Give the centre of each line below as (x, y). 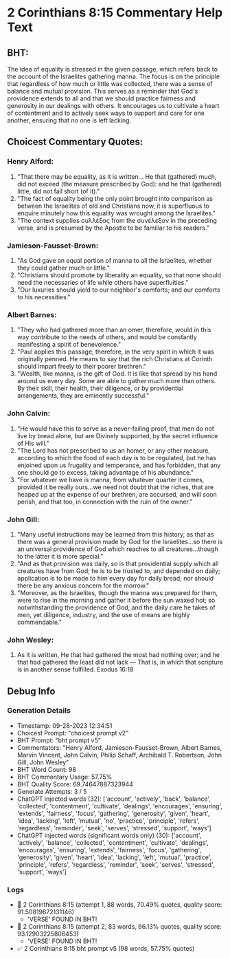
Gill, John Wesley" (43, 762)
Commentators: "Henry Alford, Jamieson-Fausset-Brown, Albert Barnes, (119, 747)
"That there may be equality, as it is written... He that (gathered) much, (117, 176)
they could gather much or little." (63, 268)
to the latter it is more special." (60, 556)
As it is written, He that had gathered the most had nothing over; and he (118, 655)
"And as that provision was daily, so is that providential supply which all (118, 563)
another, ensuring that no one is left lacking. (69, 120)
